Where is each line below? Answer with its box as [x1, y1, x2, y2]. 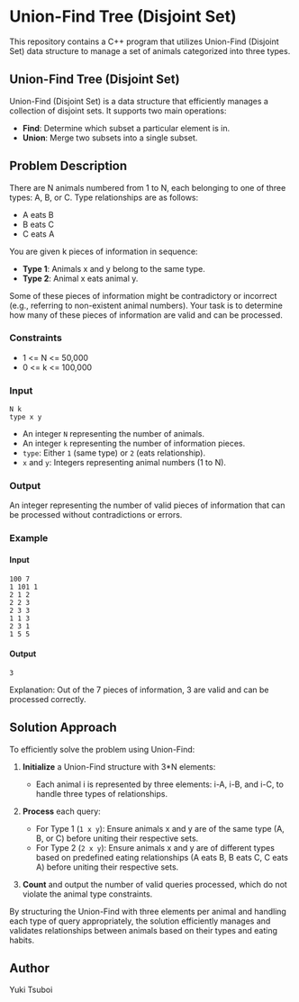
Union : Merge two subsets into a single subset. [22, 132, 198, 143]
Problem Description [9, 158, 128, 174]
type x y [9, 412, 42, 422]
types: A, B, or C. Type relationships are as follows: [9, 192, 199, 203]
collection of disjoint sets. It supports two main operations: [9, 105, 227, 116]
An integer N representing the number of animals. [22, 429, 205, 439]
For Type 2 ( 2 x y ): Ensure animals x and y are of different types [35, 842, 275, 853]
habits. [9, 934, 34, 945]
